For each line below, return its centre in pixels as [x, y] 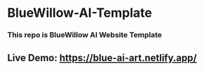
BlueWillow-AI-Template [80, 13]
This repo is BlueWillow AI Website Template [85, 35]
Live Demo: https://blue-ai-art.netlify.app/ [102, 58]
